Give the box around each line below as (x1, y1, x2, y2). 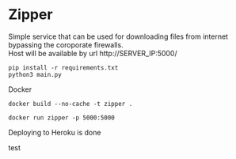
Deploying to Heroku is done (8, 127, 101, 137)
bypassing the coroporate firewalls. (8, 40, 124, 49)
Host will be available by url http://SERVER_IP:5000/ (8, 48, 177, 58)
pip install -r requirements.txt (8, 63, 119, 72)
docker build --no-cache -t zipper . (8, 100, 133, 108)
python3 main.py (8, 70, 62, 78)
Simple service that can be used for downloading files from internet (8, 32, 228, 41)
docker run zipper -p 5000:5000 (8, 113, 115, 122)
